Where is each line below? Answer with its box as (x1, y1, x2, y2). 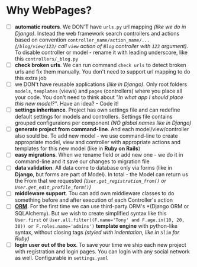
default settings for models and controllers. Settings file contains (14, 113, 173, 120)
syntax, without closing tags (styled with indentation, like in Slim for (14, 228, 180, 236)
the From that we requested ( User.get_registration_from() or (14, 177, 167, 185)
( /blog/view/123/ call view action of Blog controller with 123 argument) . (14, 43, 189, 49)
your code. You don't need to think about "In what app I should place (14, 94, 183, 101)
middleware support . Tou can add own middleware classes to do (14, 190, 175, 197)
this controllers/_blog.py (14, 55, 79, 62)
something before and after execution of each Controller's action (14, 196, 173, 204)
